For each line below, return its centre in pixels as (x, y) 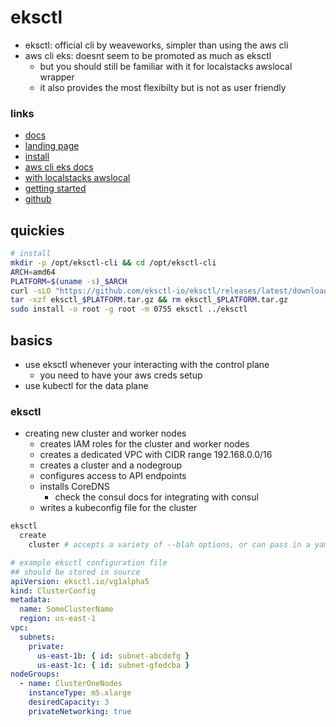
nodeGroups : (35, 674)
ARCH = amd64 (33, 272)
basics (31, 340)
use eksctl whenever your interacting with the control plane (147, 364)
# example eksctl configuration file (89, 562)
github (38, 199)
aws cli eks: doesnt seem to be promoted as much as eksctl (148, 55)
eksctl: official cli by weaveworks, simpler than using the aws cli (156, 45)
